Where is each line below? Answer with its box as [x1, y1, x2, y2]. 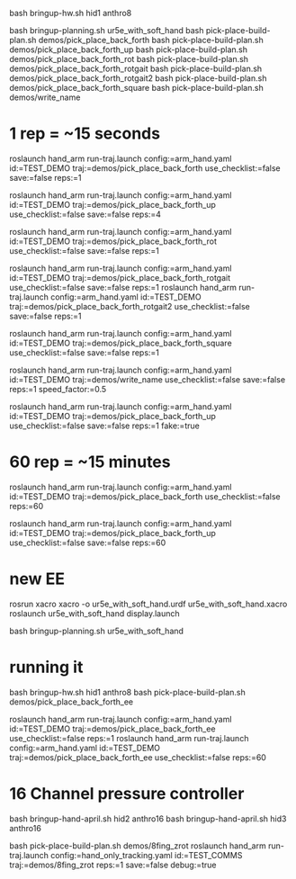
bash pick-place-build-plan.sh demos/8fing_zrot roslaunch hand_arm [9, 840, 267, 851]
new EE [9, 569, 66, 589]
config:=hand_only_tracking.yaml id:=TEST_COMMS [50, 849, 243, 860]
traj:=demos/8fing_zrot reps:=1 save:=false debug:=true [9, 859, 218, 870]
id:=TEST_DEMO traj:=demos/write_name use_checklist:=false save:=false [9, 373, 286, 385]
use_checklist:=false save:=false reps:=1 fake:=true [9, 420, 200, 431]
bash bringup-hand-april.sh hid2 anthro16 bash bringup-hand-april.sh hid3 [9, 813, 287, 824]
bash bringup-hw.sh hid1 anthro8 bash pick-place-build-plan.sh [9, 686, 246, 697]
